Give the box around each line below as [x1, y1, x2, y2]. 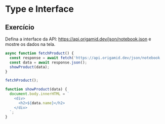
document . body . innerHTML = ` [9, 92, 70, 96]
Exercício [5, 23, 35, 31]
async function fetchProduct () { [5, 51, 74, 56]
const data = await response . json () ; [9, 60, 87, 65]
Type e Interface [5, 3, 74, 15]
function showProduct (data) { [5, 87, 68, 92]
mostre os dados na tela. [5, 41, 56, 47]
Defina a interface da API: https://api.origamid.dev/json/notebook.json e [5, 36, 152, 42]
